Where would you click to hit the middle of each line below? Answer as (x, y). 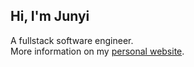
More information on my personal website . (97, 51)
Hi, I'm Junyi (50, 16)
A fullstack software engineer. (72, 40)
